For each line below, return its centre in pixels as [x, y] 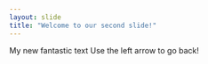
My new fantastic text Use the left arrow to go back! [104, 50]
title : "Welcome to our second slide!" [83, 25]
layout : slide [36, 17]
